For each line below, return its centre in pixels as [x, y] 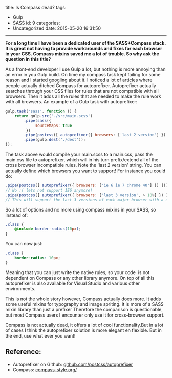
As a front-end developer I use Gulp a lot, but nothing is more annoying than [85, 69]
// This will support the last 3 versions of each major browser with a [84, 200]
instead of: [17, 215]
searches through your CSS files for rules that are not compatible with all [82, 91]
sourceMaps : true [53, 125]
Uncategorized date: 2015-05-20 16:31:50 [57, 28]
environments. [20, 288]
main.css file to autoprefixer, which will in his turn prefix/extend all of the [82, 160]
